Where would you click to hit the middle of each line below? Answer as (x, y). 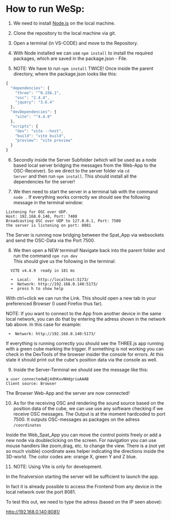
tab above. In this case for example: (44, 324)
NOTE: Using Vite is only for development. (58, 467)
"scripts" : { (24, 126)
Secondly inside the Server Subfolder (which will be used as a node (85, 160)
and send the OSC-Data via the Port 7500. (51, 240)
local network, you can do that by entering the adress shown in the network (86, 319)
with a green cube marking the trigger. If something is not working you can (85, 349)
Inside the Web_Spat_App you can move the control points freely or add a (83, 435)
